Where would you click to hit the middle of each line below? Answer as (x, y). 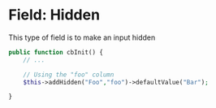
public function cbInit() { (56, 52)
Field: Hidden (54, 15)
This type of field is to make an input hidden (82, 37)
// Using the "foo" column (69, 75)
